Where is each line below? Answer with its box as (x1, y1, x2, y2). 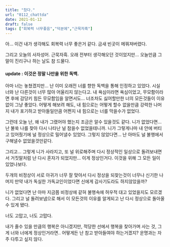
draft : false (5, 21, 33, 27)
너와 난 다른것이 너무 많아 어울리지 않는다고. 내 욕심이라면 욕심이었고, (5, 89, 142, 95)
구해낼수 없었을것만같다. (5, 138, 53, 144)
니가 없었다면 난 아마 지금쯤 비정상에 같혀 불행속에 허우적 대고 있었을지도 (5, 189, 149, 195)
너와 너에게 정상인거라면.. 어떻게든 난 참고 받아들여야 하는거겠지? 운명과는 (10, 230, 156, 236)
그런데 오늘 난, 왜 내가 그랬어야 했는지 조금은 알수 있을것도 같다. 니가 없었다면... (5, 119, 162, 125)
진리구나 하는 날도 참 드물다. (14, 58, 71, 64)
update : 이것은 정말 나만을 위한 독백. (5, 70, 79, 77)
